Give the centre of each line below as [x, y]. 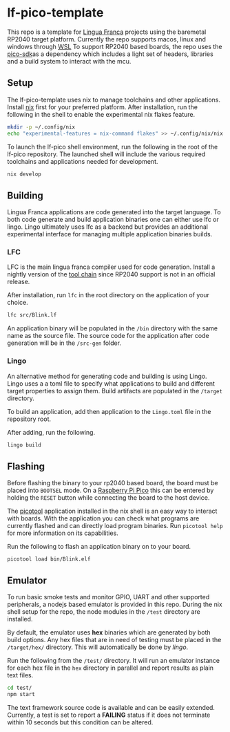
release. [19, 282]
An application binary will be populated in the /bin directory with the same [113, 328]
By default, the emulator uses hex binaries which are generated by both [109, 632]
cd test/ [20, 688]
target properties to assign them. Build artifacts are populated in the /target [115, 391]
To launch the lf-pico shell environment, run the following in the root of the [113, 147]
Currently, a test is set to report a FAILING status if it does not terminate [109, 715]
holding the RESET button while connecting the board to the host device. [108, 498]
